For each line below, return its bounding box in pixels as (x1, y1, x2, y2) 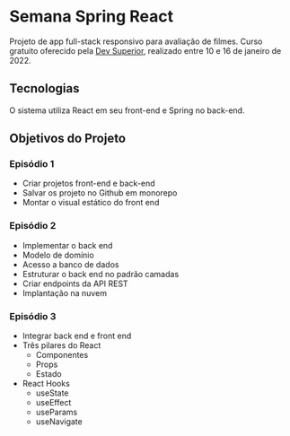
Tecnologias (9, 81, 80, 96)
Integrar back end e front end (22, 330, 132, 342)
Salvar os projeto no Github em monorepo (22, 187, 178, 198)
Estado (35, 369, 62, 379)
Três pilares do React (22, 340, 101, 351)
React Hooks (22, 379, 70, 389)
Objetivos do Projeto (9, 131, 127, 146)
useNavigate (35, 416, 83, 427)
